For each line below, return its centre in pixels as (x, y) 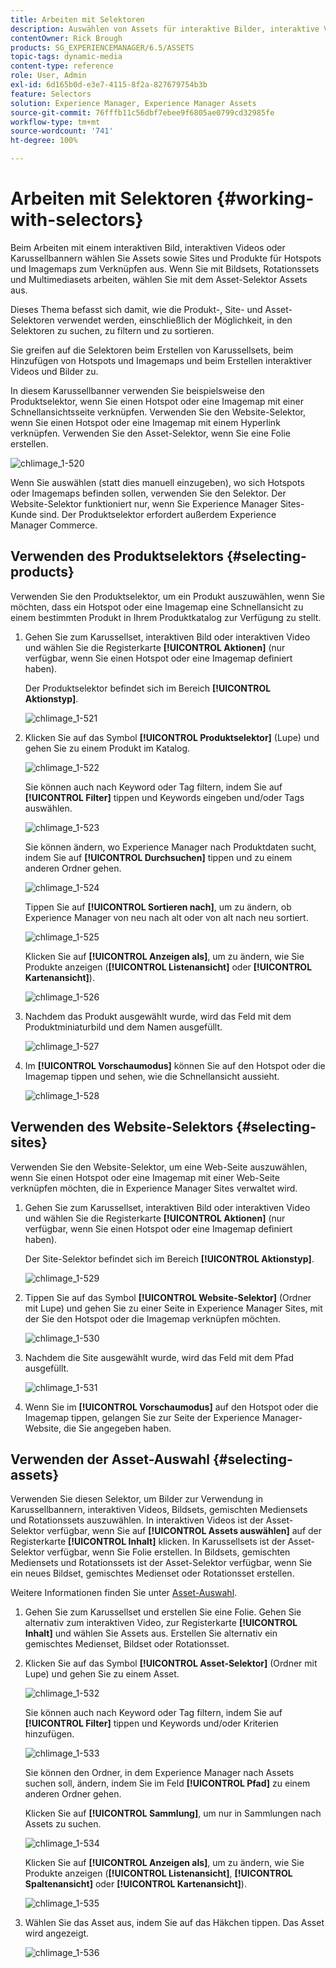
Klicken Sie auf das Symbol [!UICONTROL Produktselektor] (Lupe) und (172, 737)
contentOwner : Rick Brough (66, 38)
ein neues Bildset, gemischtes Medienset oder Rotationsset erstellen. (152, 1573)
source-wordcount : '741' (62, 131)
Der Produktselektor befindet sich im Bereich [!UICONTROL (148, 688)
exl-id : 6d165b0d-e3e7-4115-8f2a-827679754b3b (109, 85)
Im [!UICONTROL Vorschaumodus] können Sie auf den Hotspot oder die (175, 1065)
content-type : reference (62, 66)
